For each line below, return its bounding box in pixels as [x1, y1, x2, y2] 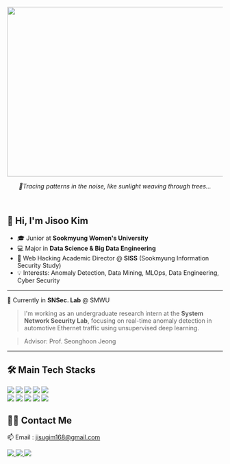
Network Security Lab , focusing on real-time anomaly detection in [23, 316, 212, 325]
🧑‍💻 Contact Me [7, 415, 73, 426]
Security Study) [16, 261, 62, 269]
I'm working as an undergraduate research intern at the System [23, 309, 204, 317]
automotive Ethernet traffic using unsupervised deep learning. [23, 323, 200, 332]
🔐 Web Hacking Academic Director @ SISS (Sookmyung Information [16, 254, 209, 262]
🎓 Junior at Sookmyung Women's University [16, 234, 149, 242]
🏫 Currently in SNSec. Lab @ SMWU [7, 295, 110, 304]
